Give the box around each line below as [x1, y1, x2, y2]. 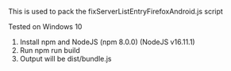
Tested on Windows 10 [8, 22, 83, 31]
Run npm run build [19, 46, 81, 54]
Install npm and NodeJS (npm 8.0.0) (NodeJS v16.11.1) [19, 37, 196, 47]
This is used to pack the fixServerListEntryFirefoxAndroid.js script [8, 7, 224, 16]
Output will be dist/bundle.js [19, 54, 113, 63]
